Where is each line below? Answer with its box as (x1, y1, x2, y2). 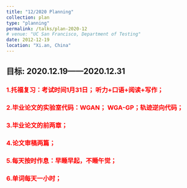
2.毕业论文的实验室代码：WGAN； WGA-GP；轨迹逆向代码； (6, 104, 183, 112)
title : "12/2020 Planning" (6, 8, 74, 15)
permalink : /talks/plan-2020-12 (6, 25, 87, 32)
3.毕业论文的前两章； (6, 121, 68, 130)
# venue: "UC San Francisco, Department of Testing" (6, 31, 141, 37)
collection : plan (6, 14, 50, 20)
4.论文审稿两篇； (6, 139, 56, 147)
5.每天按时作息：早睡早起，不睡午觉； (6, 156, 117, 164)
